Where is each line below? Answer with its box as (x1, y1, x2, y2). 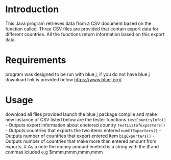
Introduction (5, 4, 59, 15)
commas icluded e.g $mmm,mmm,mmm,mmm (5, 149, 103, 155)
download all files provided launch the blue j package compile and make (5, 111, 157, 117)
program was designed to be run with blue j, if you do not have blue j (5, 71, 150, 77)
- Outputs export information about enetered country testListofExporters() (5, 122, 166, 128)
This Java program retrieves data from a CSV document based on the (5, 20, 152, 26)
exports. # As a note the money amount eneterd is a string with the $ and (5, 143, 159, 149)
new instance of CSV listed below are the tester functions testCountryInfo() (5, 116, 166, 122)
